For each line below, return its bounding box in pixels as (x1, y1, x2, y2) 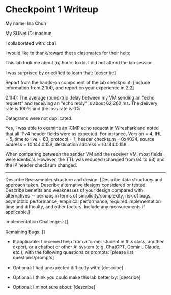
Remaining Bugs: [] (5, 228, 45, 235)
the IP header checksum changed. (5, 161, 77, 168)
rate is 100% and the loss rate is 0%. (5, 105, 82, 111)
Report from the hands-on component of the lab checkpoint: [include (5, 79, 150, 85)
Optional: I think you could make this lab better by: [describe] (12, 274, 141, 280)
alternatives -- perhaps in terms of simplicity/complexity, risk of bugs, (5, 192, 152, 199)
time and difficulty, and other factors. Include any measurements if (5, 203, 145, 209)
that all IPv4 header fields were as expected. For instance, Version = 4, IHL (5, 130, 162, 137)
